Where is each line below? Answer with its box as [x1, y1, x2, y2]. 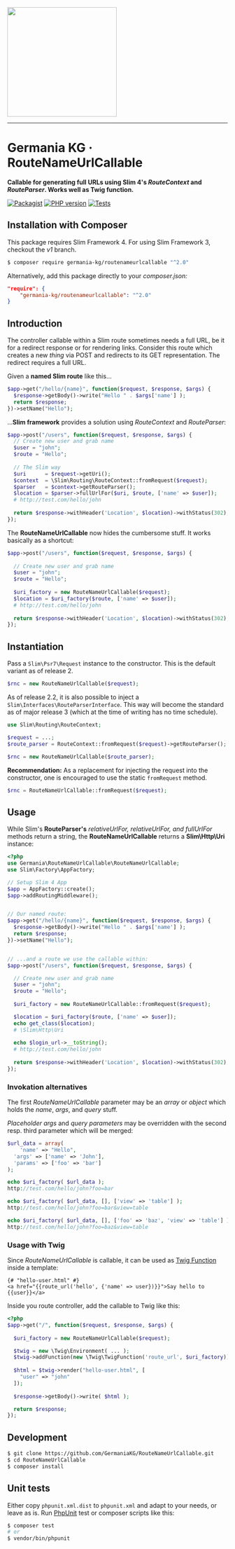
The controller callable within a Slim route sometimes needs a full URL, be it [7, 336, 225, 345]
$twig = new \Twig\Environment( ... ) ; [13, 1347, 130, 1354]
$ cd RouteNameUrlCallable [7, 1457, 86, 1464]
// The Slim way [13, 464, 61, 471]
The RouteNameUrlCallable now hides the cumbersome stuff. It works [7, 528, 211, 537]
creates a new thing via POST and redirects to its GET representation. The [7, 351, 220, 359]
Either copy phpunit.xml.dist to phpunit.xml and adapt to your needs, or [7, 1501, 217, 1509]
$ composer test [7, 1522, 55, 1529]
